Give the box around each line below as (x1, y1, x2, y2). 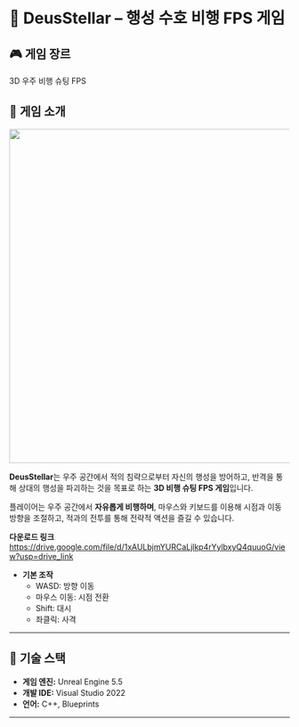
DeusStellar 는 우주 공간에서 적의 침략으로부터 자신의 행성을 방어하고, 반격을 (9, 471, 274, 482)
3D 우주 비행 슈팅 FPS (9, 76, 86, 86)
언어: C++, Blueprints (21, 698, 100, 709)
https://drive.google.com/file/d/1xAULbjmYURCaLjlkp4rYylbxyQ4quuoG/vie (9, 541, 287, 552)
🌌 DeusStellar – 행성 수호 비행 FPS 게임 (9, 8, 286, 29)
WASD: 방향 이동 (35, 580, 95, 591)
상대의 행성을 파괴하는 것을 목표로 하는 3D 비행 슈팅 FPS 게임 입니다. (18, 482, 254, 493)
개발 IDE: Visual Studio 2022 (21, 687, 126, 698)
